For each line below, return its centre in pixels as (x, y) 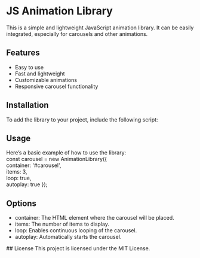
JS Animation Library (60, 11)
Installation (27, 105)
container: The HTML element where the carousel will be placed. (94, 218)
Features (23, 53)
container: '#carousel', (34, 165)
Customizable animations (46, 80)
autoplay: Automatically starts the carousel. (68, 237)
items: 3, (17, 172)
